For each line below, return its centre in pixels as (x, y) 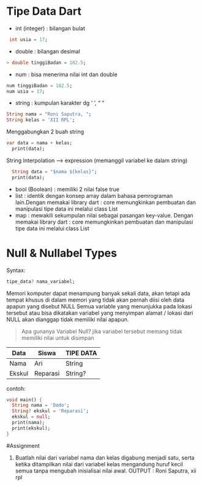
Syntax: (16, 270)
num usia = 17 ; (26, 91)
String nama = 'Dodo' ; (41, 406)
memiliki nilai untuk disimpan (58, 338)
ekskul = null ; (31, 417)
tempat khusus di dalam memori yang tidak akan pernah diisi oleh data (95, 300)
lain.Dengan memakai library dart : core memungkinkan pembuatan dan (106, 202)
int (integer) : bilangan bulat (50, 28)
